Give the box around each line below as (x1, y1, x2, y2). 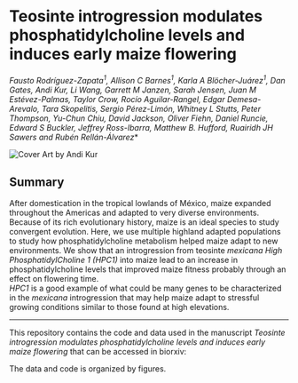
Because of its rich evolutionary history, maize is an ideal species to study (9, 217, 279, 227)
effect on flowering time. (9, 274, 99, 284)
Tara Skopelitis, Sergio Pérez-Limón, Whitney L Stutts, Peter (41, 103, 262, 114)
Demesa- (226, 93, 262, 104)
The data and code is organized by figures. (9, 363, 167, 374)
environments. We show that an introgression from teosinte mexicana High (9, 245, 283, 256)
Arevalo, (9, 103, 40, 114)
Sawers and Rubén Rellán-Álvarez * (9, 132, 139, 142)
